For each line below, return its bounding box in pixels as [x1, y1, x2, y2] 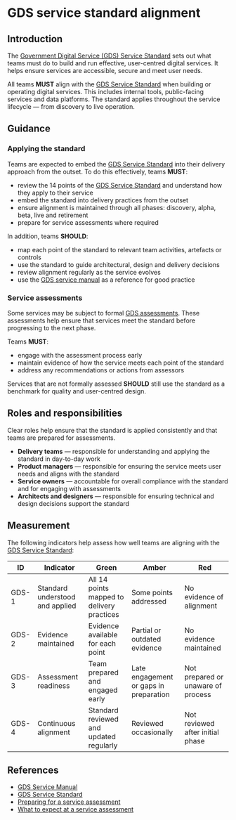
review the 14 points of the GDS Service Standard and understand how [17, 181, 223, 189]
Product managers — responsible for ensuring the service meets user [17, 462, 221, 470]
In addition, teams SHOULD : [7, 232, 88, 240]
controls [17, 253, 42, 261]
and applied [37, 601, 77, 611]
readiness [37, 680, 70, 690]
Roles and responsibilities [7, 408, 123, 419]
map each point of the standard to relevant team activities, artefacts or [17, 245, 222, 254]
